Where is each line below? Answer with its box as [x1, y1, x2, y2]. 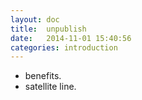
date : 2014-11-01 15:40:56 [10, 33, 132, 43]
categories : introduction [10, 42, 118, 53]
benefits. [24, 70, 62, 82]
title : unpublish [10, 24, 87, 34]
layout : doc [10, 14, 60, 25]
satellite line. [24, 81, 77, 93]
